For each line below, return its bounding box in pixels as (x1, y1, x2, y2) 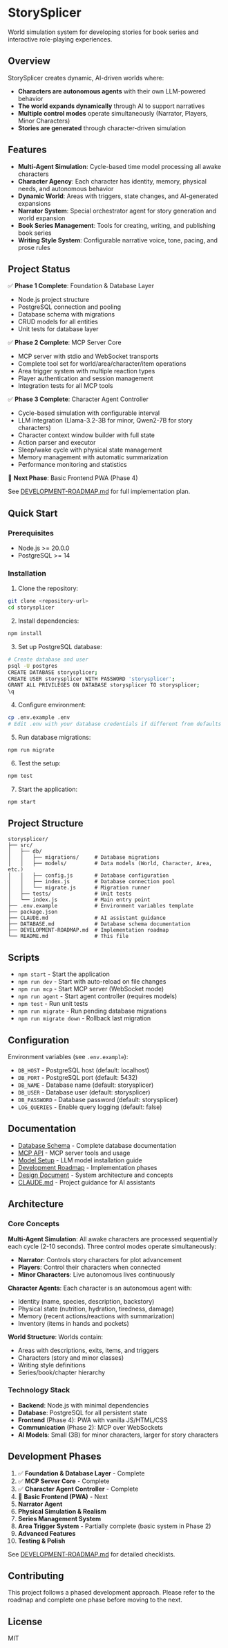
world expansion (17, 213, 66, 222)
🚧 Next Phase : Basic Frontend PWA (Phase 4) (8, 474, 138, 482)
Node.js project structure (17, 296, 89, 304)
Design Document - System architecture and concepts (17, 1171, 173, 1179)
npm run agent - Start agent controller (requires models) (17, 992, 178, 1000)
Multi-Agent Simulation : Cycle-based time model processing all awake (17, 162, 222, 170)
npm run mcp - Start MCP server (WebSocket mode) (17, 985, 164, 993)
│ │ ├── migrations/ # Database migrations (8, 854, 160, 861)
